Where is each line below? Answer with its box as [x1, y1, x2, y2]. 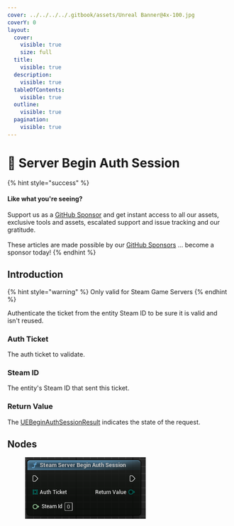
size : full [20, 49, 52, 56]
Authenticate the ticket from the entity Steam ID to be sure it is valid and [7, 308, 218, 317]
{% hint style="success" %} [7, 178, 90, 187]
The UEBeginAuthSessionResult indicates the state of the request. [7, 418, 201, 426]
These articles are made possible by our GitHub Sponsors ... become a [7, 240, 214, 249]
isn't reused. [7, 316, 44, 325]
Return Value [7, 401, 53, 411]
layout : [7, 26, 30, 33]
